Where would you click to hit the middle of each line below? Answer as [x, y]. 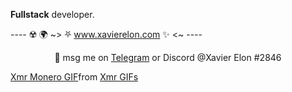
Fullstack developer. [52, 14]
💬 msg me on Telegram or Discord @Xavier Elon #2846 [168, 57]
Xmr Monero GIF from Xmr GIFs [74, 77]
